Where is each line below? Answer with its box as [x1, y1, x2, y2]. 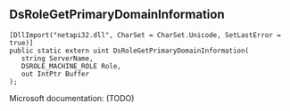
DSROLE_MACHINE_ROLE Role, [21, 61, 122, 70]
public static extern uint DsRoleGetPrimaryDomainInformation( [9, 46, 250, 55]
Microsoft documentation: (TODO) [9, 92, 135, 103]
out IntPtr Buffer [21, 69, 90, 78]
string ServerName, [21, 53, 94, 63]
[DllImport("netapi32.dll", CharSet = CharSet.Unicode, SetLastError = [9, 30, 281, 39]
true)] [9, 38, 34, 47]
